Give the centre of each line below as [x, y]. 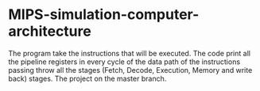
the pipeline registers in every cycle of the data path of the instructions [124, 62]
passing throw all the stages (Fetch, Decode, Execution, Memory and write [130, 70]
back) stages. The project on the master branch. [87, 78]
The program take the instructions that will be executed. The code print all [129, 53]
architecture [50, 31]
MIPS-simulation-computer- [104, 15]
